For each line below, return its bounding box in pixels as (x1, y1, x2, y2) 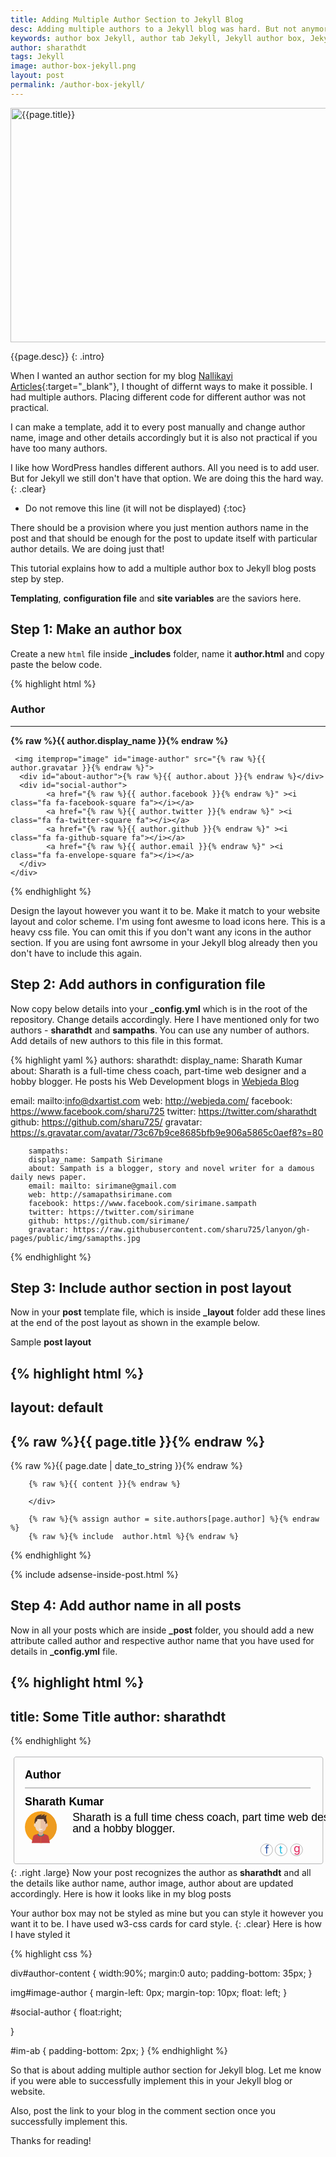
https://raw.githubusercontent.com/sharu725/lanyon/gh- (73, 1224, 311, 1235)
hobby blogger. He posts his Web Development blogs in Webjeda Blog (10, 1075, 300, 1087)
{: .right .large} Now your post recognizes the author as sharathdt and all (10, 1866, 312, 1878)
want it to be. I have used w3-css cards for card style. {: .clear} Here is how (10, 1917, 322, 1930)
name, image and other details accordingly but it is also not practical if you (10, 431, 318, 443)
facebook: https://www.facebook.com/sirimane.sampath (28, 1198, 257, 1208)
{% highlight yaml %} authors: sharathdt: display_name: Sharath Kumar (10, 1054, 303, 1066)
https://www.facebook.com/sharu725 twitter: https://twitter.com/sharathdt (10, 1105, 317, 1117)
